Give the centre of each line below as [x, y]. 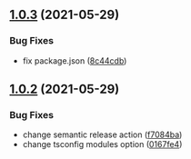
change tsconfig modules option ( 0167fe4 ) [102, 144]
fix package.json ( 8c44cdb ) [75, 60]
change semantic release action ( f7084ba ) [102, 134]
